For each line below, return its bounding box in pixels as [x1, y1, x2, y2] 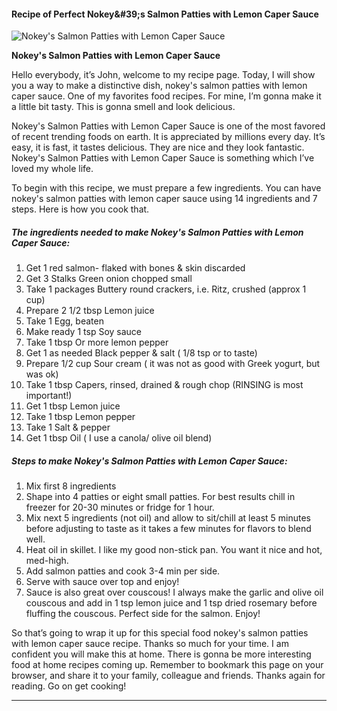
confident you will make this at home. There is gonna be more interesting [11, 648, 312, 660]
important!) [25, 390, 73, 402]
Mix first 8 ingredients [25, 480, 117, 492]
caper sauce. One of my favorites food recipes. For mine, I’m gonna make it [11, 90, 322, 102]
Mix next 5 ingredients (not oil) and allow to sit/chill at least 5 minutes [25, 512, 312, 524]
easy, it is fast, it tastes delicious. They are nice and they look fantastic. [11, 141, 305, 154]
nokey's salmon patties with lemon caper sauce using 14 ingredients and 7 [11, 193, 318, 205]
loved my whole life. [11, 163, 94, 175]
